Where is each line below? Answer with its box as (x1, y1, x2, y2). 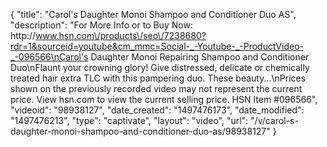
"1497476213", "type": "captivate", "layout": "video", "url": (10, 115, 249, 126)
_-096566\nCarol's (10, 51, 89, 63)
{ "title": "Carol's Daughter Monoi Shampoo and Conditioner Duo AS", (10, 9, 297, 20)
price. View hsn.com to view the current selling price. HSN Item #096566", (10, 94, 318, 105)
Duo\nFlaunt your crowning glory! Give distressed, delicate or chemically (10, 62, 310, 73)
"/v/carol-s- (250, 115, 299, 126)
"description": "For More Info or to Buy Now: (10, 19, 193, 31)
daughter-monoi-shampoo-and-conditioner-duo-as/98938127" (10, 125, 271, 137)
